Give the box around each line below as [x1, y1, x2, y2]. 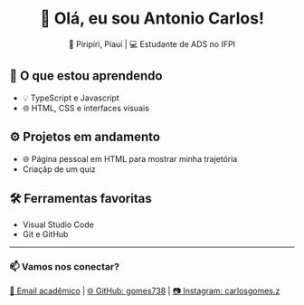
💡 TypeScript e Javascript [22, 92, 119, 103]
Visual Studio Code [22, 219, 95, 230]
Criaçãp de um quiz [22, 163, 97, 175]
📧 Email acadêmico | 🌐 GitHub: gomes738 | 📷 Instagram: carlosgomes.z [9, 285, 280, 296]
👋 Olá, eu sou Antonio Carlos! [39, 8, 265, 29]
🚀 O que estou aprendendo [9, 68, 163, 84]
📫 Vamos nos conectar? [9, 261, 120, 273]
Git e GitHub [22, 229, 69, 240]
